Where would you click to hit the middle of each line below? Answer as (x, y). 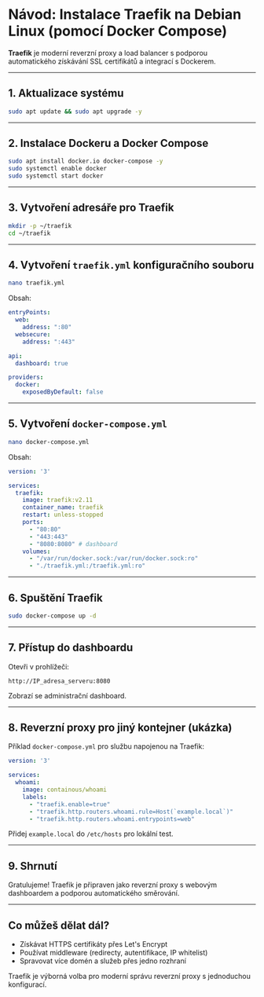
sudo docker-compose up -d (52, 616)
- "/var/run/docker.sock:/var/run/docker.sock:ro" (114, 559)
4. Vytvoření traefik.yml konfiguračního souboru (131, 265)
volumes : (37, 552)
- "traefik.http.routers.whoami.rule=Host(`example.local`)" (131, 812)
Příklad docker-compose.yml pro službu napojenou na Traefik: (106, 746)
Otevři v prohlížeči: (38, 666)
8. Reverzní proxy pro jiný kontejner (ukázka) (120, 728)
